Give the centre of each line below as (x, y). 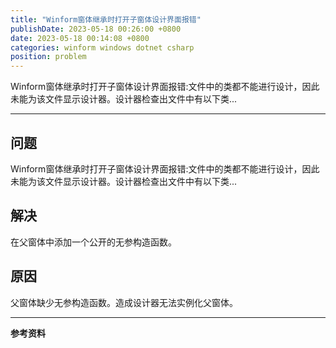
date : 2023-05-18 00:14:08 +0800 (80, 38)
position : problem (48, 57)
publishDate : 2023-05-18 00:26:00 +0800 (96, 29)
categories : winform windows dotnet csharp (102, 47)
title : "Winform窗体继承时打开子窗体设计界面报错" (106, 19)
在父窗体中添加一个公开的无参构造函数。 (93, 242)
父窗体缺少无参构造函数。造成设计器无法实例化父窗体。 (124, 302)
